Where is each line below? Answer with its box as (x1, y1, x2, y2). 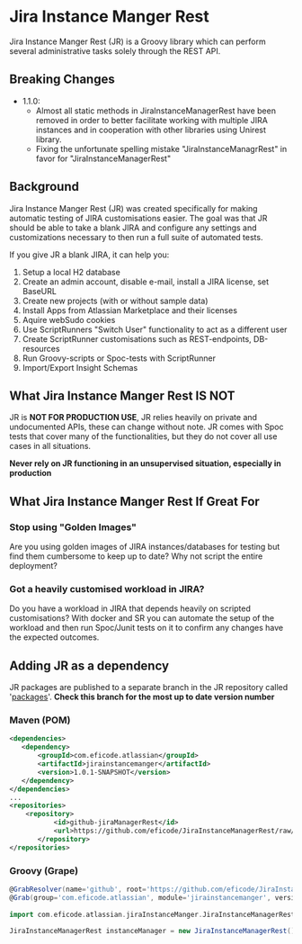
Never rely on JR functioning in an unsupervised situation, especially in (9, 458, 281, 469)
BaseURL (22, 285, 57, 296)
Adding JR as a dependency (9, 658, 169, 673)
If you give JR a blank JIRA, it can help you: (9, 249, 170, 260)
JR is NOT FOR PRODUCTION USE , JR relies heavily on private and (9, 412, 258, 423)
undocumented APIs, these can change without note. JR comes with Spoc (9, 421, 284, 433)
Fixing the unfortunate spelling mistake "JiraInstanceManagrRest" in (35, 143, 288, 154)
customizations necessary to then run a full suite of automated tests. (9, 231, 263, 242)
